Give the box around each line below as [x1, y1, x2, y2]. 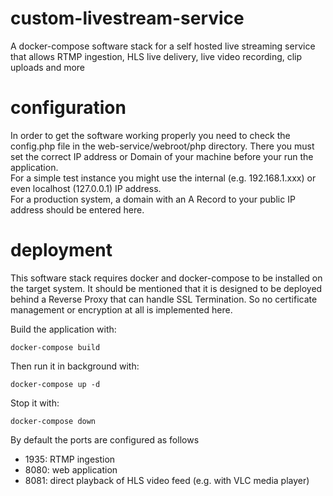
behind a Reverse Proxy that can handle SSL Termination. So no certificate [10, 293, 318, 305]
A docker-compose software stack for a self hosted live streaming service [10, 40, 316, 52]
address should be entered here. [10, 203, 145, 216]
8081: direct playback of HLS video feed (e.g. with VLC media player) [24, 474, 310, 486]
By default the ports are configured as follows [10, 433, 200, 446]
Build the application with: [10, 323, 117, 335]
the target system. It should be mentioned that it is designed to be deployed [10, 282, 323, 294]
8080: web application [24, 463, 118, 476]
